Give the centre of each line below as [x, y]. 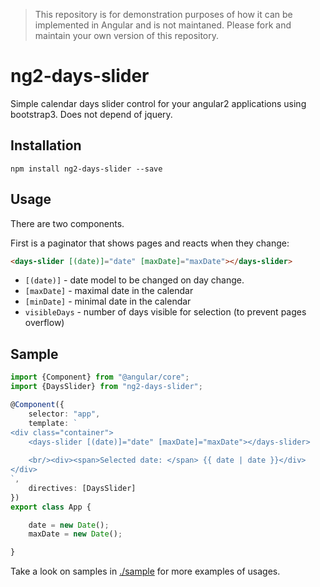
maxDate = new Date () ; [75, 534]
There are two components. [67, 223]
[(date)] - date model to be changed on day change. [134, 280]
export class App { [51, 507]
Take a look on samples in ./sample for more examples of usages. [145, 571]
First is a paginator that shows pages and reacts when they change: [150, 243]
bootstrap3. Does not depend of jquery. [91, 114]
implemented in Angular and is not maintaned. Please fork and [163, 25]
